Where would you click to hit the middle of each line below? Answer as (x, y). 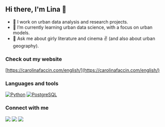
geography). (26, 46)
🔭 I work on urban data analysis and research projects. (70, 22)
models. (21, 33)
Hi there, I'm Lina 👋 (36, 9)
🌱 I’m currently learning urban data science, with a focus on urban (82, 27)
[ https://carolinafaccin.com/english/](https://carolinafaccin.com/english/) (82, 70)
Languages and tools (32, 83)
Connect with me (27, 108)
